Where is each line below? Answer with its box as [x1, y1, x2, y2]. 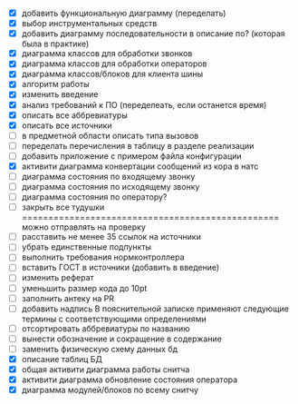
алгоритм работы [21, 79, 90, 90]
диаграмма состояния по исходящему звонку [21, 182, 200, 192]
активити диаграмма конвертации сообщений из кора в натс [21, 161, 259, 172]
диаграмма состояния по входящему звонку [21, 171, 196, 182]
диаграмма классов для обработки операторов [21, 58, 207, 69]
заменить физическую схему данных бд [21, 343, 178, 354]
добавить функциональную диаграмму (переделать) [21, 8, 226, 18]
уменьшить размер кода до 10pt [21, 282, 148, 293]
